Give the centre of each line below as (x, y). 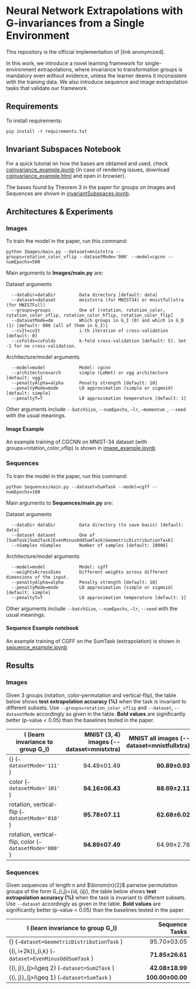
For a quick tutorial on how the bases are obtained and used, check (87, 163)
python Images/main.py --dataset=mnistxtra (60, 252)
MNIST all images (154, 738)
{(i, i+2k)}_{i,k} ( (31, 951)
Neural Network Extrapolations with (94, 11)
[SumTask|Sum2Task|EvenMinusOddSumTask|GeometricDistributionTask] (90, 540)
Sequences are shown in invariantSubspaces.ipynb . (68, 193)
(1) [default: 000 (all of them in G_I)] (57, 326)
